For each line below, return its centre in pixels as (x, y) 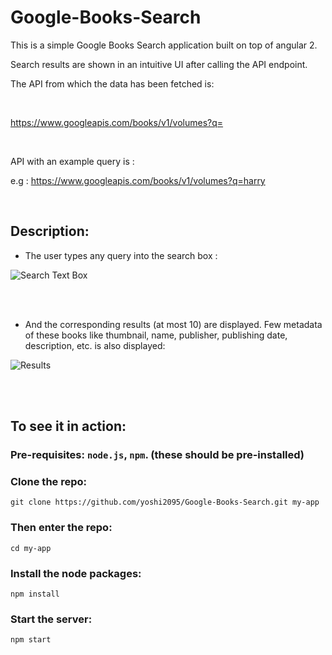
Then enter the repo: (61, 528)
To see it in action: (68, 426)
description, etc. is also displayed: (95, 345)
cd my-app (31, 548)
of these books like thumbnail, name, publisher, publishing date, (156, 335)
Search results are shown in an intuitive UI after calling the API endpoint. (159, 64)
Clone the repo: (49, 481)
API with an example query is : (72, 161)
